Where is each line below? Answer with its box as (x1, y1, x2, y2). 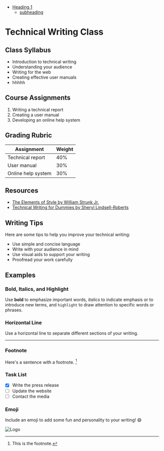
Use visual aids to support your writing (12, 252, 90, 258)
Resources (5, 187, 39, 195)
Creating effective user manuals (12, 74, 77, 80)
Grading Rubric (5, 131, 52, 140)
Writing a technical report (12, 107, 63, 112)
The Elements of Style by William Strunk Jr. (12, 199, 99, 205)
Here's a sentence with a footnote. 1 (5, 358, 77, 365)
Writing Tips (5, 218, 43, 227)
